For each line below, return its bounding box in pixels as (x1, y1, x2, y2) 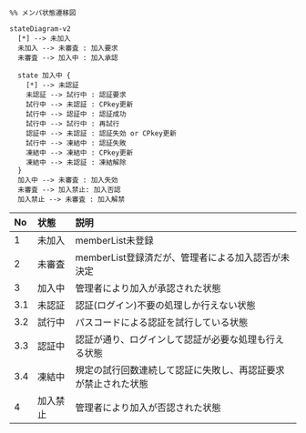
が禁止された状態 (75, 378, 148, 389)
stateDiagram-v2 (9, 25, 71, 34)
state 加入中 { (17, 71, 71, 80)
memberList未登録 (75, 235, 154, 247)
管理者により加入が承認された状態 (75, 282, 221, 294)
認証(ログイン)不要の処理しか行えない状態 (75, 299, 256, 311)
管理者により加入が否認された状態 (75, 401, 221, 414)
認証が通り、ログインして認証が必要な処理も (75, 333, 267, 346)
